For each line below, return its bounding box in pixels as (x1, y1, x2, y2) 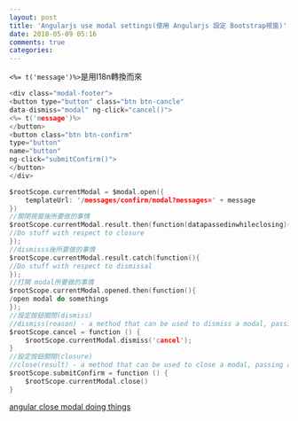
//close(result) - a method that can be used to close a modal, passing (9, 361, 284, 370)
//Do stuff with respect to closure (9, 229, 145, 238)
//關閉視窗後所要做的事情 (9, 212, 90, 222)
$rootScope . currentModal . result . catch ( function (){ (9, 253, 200, 262)
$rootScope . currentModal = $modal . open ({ (9, 187, 165, 196)
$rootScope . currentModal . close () (25, 377, 149, 386)
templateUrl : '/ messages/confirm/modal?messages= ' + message (25, 196, 255, 205)
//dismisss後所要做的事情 (9, 245, 96, 253)
